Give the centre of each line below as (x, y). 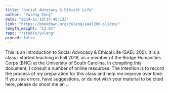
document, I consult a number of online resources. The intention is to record (85, 68)
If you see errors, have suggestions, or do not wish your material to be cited (84, 79)
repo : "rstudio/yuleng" (30, 33)
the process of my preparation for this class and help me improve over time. (84, 73)
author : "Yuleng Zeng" (29, 15)
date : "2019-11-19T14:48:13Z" (37, 19)
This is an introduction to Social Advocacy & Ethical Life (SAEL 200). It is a (82, 52)
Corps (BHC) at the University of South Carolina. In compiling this (73, 63)
